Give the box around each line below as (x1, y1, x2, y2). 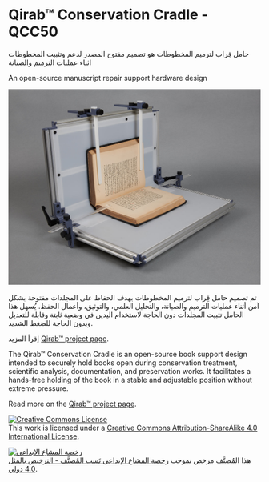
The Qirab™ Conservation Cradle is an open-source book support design (8, 350, 248, 359)
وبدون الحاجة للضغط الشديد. (8, 319, 94, 328)
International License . (8, 432, 80, 441)
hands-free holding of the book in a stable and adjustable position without (8, 375, 252, 385)
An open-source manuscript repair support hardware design (8, 73, 208, 82)
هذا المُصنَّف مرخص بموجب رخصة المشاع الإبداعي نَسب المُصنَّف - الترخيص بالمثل (8, 456, 251, 465)
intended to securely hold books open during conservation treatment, (8, 358, 238, 368)
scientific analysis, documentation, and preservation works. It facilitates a (8, 367, 251, 376)
